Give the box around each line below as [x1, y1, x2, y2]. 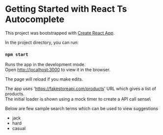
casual [12, 126, 26, 132]
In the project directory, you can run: [5, 39, 79, 45]
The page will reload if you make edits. [5, 76, 83, 82]
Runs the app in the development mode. [5, 62, 86, 67]
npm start [5, 51, 28, 57]
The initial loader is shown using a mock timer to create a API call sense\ [5, 96, 151, 102]
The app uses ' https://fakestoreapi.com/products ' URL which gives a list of [5, 86, 157, 91]
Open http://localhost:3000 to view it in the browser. [5, 67, 111, 73]
